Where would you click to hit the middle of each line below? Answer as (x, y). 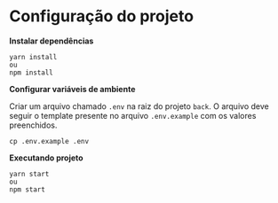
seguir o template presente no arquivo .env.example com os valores (133, 115)
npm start (28, 189)
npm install (31, 73)
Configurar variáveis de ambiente (72, 89)
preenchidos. (33, 125)
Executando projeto (46, 158)
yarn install (33, 57)
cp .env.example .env (49, 141)
